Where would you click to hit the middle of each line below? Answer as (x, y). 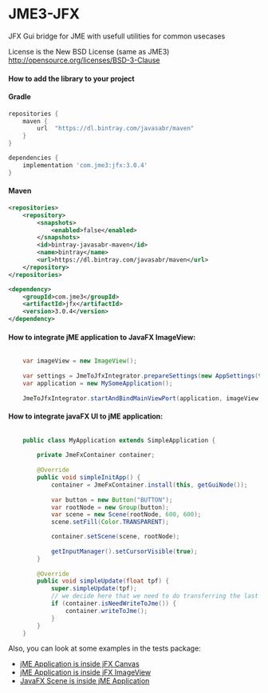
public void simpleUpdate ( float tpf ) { (103, 581)
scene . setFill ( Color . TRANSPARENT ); (110, 522)
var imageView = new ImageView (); (80, 361)
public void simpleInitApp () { (89, 478)
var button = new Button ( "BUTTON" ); (112, 500)
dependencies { (33, 158)
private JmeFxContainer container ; (96, 455)
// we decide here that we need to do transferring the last (155, 596)
